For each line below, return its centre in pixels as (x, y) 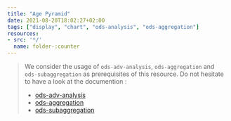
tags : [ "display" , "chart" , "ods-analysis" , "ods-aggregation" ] (103, 27)
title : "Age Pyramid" (39, 14)
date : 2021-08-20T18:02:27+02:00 (56, 20)
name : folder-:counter (47, 46)
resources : (23, 33)
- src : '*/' (25, 40)
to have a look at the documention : (75, 81)
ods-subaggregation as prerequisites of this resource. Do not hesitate (124, 74)
